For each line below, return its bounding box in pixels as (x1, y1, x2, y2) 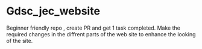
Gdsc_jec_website (6, 4, 101, 18)
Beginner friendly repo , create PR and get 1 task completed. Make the (6, 24, 181, 31)
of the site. (6, 37, 33, 44)
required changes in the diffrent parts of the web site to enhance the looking (6, 30, 196, 38)
